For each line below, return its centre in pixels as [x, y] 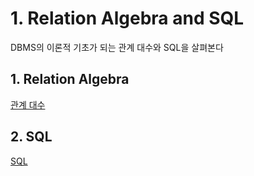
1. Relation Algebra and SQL [127, 18]
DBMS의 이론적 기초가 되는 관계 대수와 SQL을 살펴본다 [117, 47]
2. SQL [31, 137]
